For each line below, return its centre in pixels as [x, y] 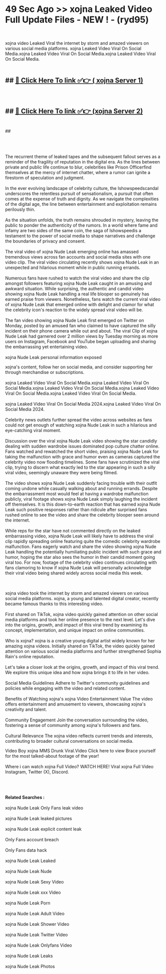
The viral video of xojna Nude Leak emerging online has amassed [72, 252]
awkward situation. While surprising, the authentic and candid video [75, 288]
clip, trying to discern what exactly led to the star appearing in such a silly [81, 467]
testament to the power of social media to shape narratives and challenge [80, 236]
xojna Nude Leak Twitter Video [36, 934]
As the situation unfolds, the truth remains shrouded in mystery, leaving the [82, 220]
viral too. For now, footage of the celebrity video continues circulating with [81, 562]
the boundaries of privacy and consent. [45, 241]
